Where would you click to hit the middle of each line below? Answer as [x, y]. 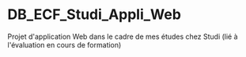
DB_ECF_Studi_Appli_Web [94, 15]
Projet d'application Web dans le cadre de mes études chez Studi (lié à [123, 36]
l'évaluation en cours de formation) [64, 44]
